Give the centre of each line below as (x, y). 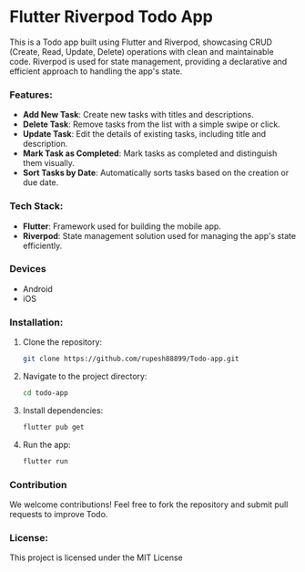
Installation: (36, 322)
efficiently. (42, 245)
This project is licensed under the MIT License (97, 557)
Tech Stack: (36, 206)
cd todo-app (45, 393)
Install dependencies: (63, 410)
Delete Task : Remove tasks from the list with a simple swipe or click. (151, 124)
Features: (31, 95)
